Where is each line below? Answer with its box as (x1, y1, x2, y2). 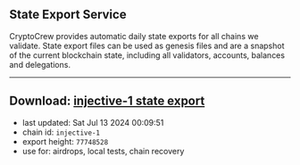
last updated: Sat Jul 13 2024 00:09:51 (21, 117, 164, 128)
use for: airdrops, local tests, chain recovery (21, 145, 185, 156)
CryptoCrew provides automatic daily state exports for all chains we (9, 30, 259, 41)
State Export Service (9, 7, 127, 22)
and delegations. (9, 59, 71, 70)
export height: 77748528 (21, 136, 109, 146)
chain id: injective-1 (21, 127, 101, 137)
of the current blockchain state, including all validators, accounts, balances (9, 49, 286, 61)
